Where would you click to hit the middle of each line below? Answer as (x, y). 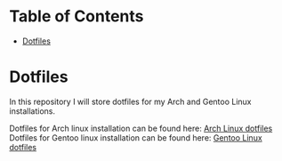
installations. (32, 111)
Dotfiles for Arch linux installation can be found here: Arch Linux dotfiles (141, 128)
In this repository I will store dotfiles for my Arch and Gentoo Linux (130, 101)
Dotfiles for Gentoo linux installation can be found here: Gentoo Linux (136, 137)
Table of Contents (77, 16)
